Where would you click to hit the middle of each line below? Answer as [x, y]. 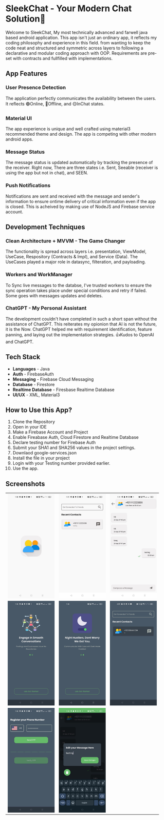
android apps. [19, 139]
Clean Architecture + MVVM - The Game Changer [65, 241]
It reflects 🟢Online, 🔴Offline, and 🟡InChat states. [55, 103]
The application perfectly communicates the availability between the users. [81, 98]
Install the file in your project [41, 458]
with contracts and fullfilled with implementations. [63, 58]
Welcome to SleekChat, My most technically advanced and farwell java [77, 32]
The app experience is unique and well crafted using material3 [68, 129]
